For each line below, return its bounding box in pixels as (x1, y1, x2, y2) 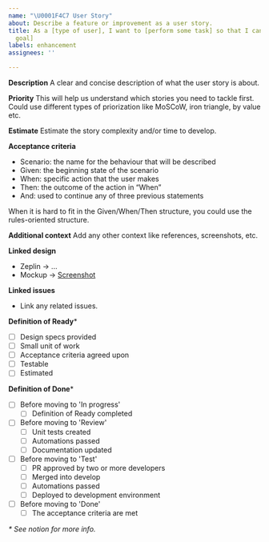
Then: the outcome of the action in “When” (19, 183, 162, 192)
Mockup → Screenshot (19, 270, 96, 279)
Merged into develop (31, 472, 101, 481)
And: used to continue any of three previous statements (19, 191, 204, 200)
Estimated (19, 368, 54, 378)
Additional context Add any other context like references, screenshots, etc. (8, 231, 259, 240)
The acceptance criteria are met (31, 508, 139, 518)
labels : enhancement (8, 42, 78, 50)
